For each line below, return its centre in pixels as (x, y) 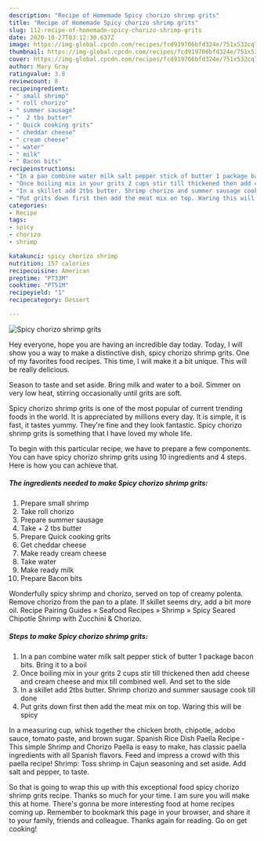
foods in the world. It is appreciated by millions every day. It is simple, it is (128, 417)
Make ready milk (47, 570)
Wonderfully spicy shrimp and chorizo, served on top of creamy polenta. (126, 593)
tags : (18, 220)
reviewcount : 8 (34, 81)
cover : (20, 60)
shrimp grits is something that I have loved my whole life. (101, 433)
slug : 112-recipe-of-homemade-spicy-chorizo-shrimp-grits (105, 30)
